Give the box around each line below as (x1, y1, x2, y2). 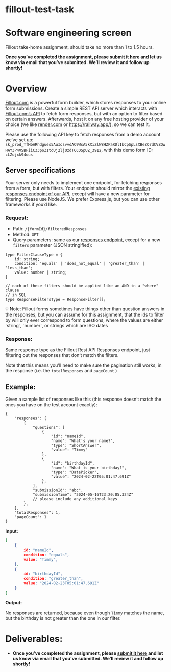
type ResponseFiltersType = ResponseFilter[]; (5, 297, 106, 302)
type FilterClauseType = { (5, 252, 63, 257)
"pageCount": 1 (14, 515, 47, 520)
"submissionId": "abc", (32, 488, 83, 493)
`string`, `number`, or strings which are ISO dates (5, 323, 108, 329)
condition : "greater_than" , (23, 576, 83, 581)
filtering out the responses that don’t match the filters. (5, 352, 119, 359)
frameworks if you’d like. (5, 201, 57, 207)
